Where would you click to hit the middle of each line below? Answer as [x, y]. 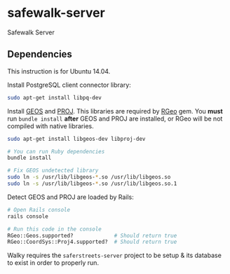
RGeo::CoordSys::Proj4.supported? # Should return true [92, 242]
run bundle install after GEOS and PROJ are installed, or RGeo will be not [115, 118]
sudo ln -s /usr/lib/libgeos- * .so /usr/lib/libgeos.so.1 [92, 184]
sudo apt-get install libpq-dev [54, 97]
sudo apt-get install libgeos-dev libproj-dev [76, 139]
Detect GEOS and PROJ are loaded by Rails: [71, 197]
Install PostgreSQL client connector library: [69, 85]
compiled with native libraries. [50, 126]
